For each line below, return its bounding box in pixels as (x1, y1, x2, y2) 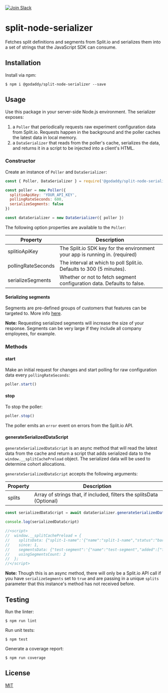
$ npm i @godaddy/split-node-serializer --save (5, 82, 106, 87)
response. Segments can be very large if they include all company (5, 325, 141, 331)
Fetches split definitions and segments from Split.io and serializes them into (5, 39, 161, 45)
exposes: (5, 114, 24, 120)
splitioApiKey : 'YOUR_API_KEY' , (9, 192, 77, 198)
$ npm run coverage (5, 655, 46, 660)
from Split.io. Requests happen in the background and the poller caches (12, 129, 161, 135)
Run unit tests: (5, 627, 35, 633)
